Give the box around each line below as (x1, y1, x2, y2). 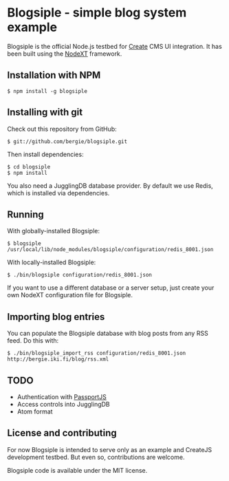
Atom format (17, 407, 53, 416)
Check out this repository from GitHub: (7, 125, 117, 133)
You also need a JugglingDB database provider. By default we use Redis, (7, 181, 213, 190)
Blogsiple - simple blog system (7, 5, 187, 21)
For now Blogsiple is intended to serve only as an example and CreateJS (7, 445, 212, 453)
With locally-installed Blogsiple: (7, 258, 96, 266)
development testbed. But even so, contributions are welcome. (7, 453, 185, 461)
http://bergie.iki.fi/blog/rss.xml (7, 356, 109, 363)
